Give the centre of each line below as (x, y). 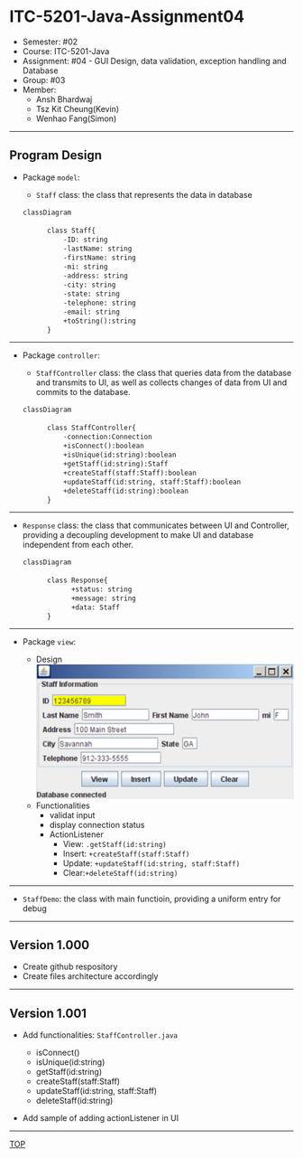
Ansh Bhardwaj (64, 99)
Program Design (55, 155)
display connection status (97, 824)
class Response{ (77, 580)
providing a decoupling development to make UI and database (138, 534)
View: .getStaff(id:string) (115, 843)
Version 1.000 (50, 945)
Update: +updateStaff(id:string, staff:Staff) (151, 863)
